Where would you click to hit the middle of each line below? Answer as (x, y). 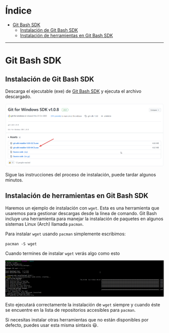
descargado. (18, 96)
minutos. (14, 180)
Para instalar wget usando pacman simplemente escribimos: (65, 234)
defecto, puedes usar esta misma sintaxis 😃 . (52, 325)
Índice (18, 11)
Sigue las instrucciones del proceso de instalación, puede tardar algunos (81, 174)
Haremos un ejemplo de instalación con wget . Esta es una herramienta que (82, 208)
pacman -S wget (21, 244)
